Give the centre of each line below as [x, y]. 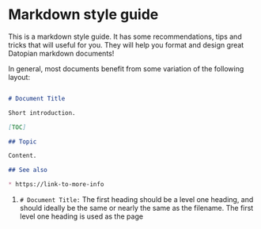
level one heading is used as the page [81, 216]
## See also [28, 170]
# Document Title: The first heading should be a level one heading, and [136, 200]
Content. [23, 156]
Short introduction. [42, 113]
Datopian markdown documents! [61, 53]
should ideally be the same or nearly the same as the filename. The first [136, 208]
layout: [19, 77]
